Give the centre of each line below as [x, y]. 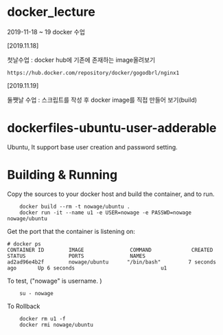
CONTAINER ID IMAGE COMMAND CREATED [110, 250]
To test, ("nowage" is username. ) [55, 281]
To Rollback [24, 306]
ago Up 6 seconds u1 [87, 268]
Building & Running [62, 175]
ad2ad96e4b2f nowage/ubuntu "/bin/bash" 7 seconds [111, 262]
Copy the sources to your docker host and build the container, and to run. [111, 194]
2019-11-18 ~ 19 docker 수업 [46, 32]
